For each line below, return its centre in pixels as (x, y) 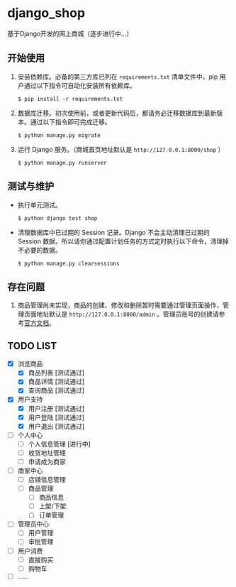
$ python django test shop (57, 218)
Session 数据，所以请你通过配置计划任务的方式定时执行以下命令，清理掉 (123, 241)
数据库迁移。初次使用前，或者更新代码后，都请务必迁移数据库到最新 (117, 113)
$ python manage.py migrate (59, 135)
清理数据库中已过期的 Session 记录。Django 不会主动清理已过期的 (114, 232)
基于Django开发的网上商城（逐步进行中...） (70, 33)
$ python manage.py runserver (62, 163)
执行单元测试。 (39, 204)
